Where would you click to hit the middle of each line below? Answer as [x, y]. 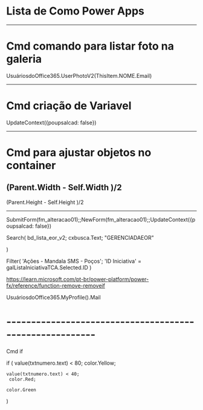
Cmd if [14, 351]
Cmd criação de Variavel [69, 106]
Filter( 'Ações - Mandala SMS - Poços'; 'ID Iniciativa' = [74, 261]
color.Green [21, 390]
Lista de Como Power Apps [76, 11]
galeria [24, 59]
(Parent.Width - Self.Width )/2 [64, 187]
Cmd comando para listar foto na [90, 46]
